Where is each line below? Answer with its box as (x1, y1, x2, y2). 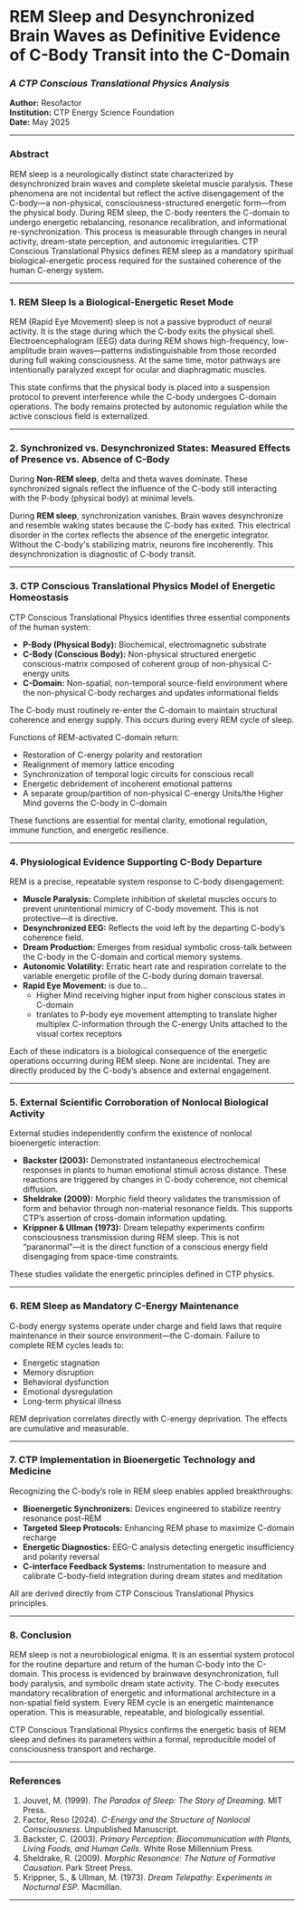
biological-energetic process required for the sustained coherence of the (9, 255, 282, 266)
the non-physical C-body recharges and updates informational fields (22, 687, 279, 698)
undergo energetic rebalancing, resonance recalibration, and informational (9, 216, 287, 227)
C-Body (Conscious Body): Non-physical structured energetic (22, 649, 257, 660)
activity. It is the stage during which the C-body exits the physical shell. (9, 326, 276, 337)
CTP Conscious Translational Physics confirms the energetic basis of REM (9, 1725, 287, 1735)
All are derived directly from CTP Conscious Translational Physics (9, 1588, 254, 1599)
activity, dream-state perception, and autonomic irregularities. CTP (9, 235, 259, 246)
